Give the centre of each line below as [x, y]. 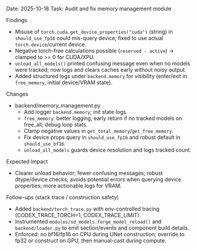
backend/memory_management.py [58, 106]
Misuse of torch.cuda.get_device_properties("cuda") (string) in [94, 32]
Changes [17, 94]
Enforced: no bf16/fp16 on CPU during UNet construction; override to [100, 234]
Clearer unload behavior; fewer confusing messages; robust [89, 173]
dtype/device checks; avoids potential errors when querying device [98, 179]
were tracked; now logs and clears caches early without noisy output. [101, 70]
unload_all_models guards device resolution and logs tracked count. [107, 150]
